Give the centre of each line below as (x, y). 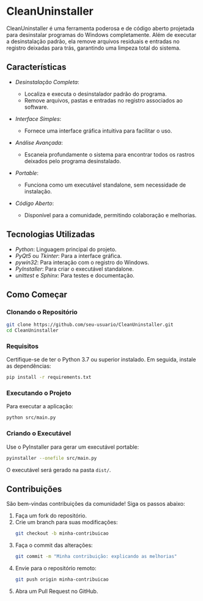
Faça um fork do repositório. (51, 516)
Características (36, 67)
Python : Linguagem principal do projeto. (66, 249)
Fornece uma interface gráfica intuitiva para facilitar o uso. (98, 131)
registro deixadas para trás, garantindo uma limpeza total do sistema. (94, 48)
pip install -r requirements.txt (49, 378)
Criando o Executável (39, 433)
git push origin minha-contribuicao (62, 580)
